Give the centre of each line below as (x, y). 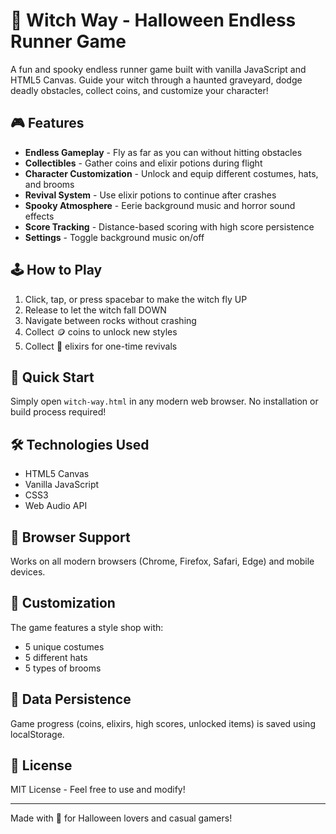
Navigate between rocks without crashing (110, 320)
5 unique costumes (64, 646)
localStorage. (37, 734)
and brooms (49, 184)
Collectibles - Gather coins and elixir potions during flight (143, 163)
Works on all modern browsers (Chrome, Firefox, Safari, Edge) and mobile (162, 561)
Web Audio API (56, 506)
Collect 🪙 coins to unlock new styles (101, 331)
